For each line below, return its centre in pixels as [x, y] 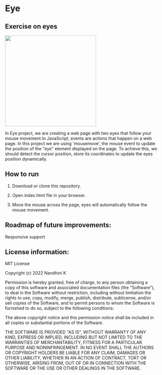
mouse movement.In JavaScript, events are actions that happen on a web [78, 138]
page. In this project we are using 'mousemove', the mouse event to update [80, 143]
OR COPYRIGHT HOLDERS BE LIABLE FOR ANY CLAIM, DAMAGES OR [75, 353]
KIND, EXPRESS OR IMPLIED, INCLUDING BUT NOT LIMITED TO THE [74, 337]
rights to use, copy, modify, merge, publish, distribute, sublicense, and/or [78, 298]
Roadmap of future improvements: [58, 225]
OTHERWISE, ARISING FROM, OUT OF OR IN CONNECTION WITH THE [76, 363]
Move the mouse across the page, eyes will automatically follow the [80, 205]
